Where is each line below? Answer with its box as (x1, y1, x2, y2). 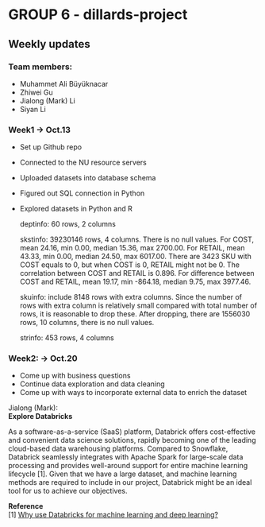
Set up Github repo (19, 142, 82, 152)
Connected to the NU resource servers (19, 157, 147, 168)
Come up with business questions (19, 371, 131, 381)
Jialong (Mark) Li (19, 95, 75, 105)
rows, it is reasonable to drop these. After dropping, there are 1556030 (19, 309, 251, 319)
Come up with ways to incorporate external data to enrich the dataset (19, 388, 248, 397)
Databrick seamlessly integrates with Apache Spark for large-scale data (8, 452, 244, 462)
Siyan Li (19, 104, 46, 114)
